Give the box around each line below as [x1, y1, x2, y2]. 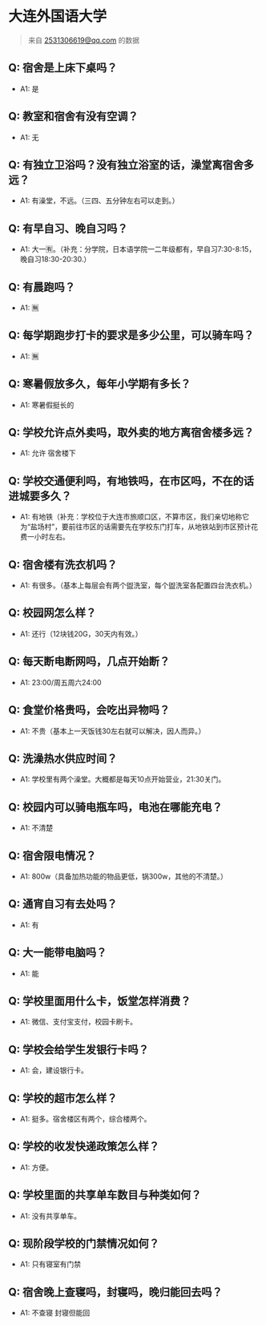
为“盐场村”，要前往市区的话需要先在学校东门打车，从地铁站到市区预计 [19, 522, 252, 531]
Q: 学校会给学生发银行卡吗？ [8, 1043, 150, 1056]
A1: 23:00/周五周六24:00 [19, 677, 102, 687]
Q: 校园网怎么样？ [8, 606, 97, 620]
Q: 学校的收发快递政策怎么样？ [8, 1140, 160, 1153]
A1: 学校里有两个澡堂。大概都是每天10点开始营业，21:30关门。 [19, 774, 226, 784]
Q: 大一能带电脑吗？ [8, 946, 107, 959]
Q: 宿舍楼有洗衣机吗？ [8, 558, 118, 572]
